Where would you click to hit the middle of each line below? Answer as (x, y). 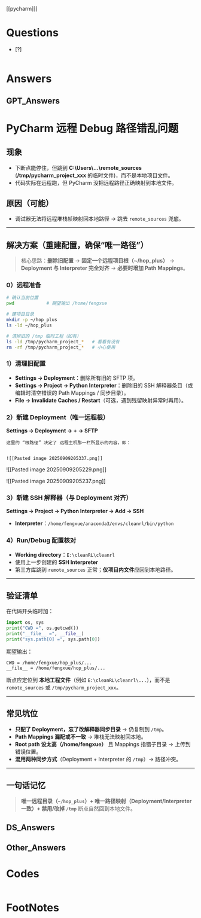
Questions (32, 33)
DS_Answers (31, 827)
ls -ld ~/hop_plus (29, 325)
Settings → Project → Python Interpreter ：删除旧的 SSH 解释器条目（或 (104, 385)
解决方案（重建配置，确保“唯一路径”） (77, 245)
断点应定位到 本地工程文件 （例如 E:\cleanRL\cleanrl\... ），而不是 (88, 680)
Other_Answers (36, 848)
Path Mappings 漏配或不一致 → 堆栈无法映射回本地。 (80, 736)
